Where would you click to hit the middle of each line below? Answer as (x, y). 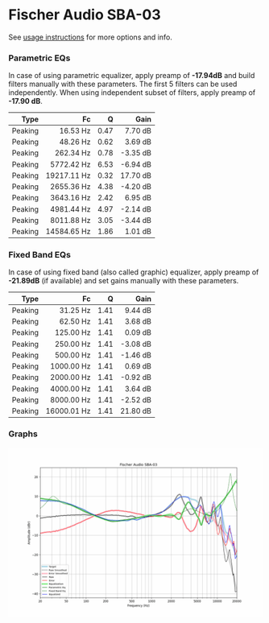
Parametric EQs (39, 58)
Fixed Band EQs (39, 254)
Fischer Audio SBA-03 (85, 15)
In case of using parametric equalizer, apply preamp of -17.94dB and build (132, 76)
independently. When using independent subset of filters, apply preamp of (132, 93)
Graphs (23, 434)
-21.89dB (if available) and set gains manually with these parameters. (124, 281)
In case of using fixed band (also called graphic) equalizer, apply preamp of (134, 272)
